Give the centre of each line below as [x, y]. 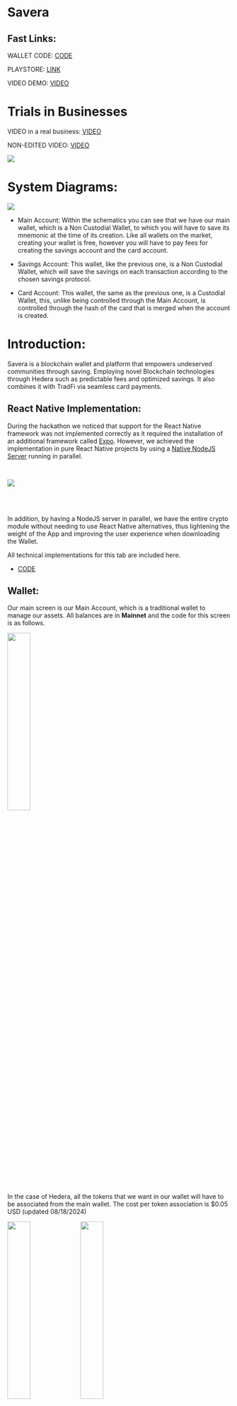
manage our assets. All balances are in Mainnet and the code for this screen [119, 615]
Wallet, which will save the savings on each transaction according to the [122, 271]
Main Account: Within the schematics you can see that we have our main [123, 220]
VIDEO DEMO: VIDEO [38, 83]
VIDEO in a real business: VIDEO [54, 131]
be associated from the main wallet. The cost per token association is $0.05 [118, 1204]
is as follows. [26, 623]
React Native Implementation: [74, 409]
